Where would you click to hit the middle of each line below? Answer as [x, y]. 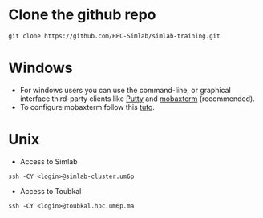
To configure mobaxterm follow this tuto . [87, 107]
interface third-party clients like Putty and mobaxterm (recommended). [137, 99]
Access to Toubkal [51, 191]
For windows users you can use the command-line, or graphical [125, 90]
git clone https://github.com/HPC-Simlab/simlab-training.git [114, 36]
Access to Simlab [49, 161]
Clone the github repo [82, 15]
